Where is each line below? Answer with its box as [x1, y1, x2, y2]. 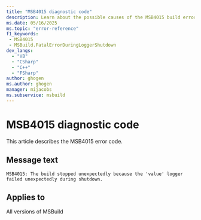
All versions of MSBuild [6, 208, 64, 215]
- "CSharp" [11, 59, 39, 65]
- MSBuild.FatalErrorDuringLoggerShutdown [8, 42, 117, 48]
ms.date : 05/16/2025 [6, 20, 58, 26]
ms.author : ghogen [6, 81, 52, 87]
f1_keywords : [6, 31, 39, 37]
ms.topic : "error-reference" [6, 25, 79, 32]
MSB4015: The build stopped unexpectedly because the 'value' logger [6, 171, 184, 177]
